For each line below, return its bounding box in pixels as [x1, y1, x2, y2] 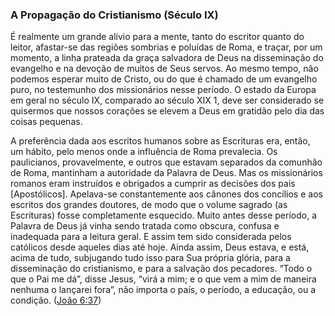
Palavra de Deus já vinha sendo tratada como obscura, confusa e [10, 220, 280, 232]
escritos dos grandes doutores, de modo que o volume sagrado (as [10, 199, 288, 211]
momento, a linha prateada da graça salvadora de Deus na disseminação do [10, 52, 324, 64]
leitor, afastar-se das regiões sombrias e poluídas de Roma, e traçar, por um [10, 41, 323, 53]
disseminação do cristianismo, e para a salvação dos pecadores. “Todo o [10, 263, 313, 275]
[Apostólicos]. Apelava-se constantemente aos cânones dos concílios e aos [10, 188, 323, 200]
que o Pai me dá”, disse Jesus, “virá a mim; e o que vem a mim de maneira [10, 273, 317, 285]
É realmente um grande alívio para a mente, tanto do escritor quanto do [10, 31, 305, 43]
